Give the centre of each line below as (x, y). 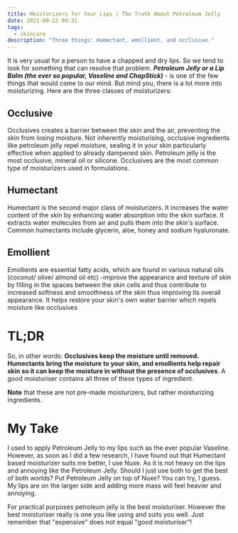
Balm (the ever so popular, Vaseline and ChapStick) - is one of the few (113, 76)
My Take (33, 428)
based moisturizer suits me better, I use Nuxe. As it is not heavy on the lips (117, 463)
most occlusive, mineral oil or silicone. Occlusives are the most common (113, 160)
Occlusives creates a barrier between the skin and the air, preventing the (114, 130)
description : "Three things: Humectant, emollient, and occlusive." (111, 41)
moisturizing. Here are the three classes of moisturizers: (90, 91)
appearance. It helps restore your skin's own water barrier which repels (112, 300)
